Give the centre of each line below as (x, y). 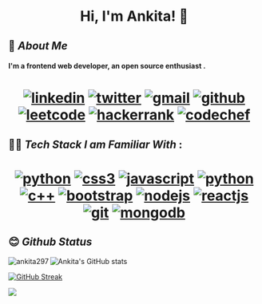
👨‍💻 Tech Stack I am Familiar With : (95, 144)
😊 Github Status (50, 242)
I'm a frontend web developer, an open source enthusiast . (107, 66)
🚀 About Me (38, 46)
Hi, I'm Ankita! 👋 (134, 16)
